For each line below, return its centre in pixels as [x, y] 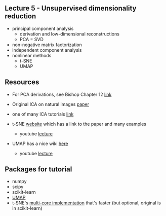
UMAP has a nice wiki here [40, 143]
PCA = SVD [32, 39]
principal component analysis [43, 28]
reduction [20, 16]
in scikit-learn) [27, 208]
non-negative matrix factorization [47, 45]
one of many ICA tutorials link [43, 114]
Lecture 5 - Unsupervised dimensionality [71, 8]
